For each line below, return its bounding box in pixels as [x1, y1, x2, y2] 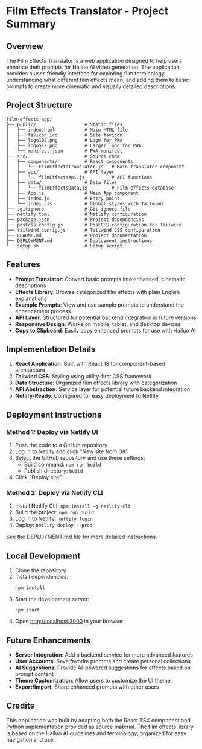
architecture [14, 366, 46, 374]
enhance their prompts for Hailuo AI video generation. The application [6, 63, 180, 71]
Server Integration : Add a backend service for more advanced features [14, 651, 193, 658]
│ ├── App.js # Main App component [6, 190, 139, 196]
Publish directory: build [24, 467, 83, 474]
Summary [6, 17, 56, 31]
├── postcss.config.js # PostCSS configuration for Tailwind [6, 222, 182, 228]
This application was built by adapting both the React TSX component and [6, 716, 191, 724]
